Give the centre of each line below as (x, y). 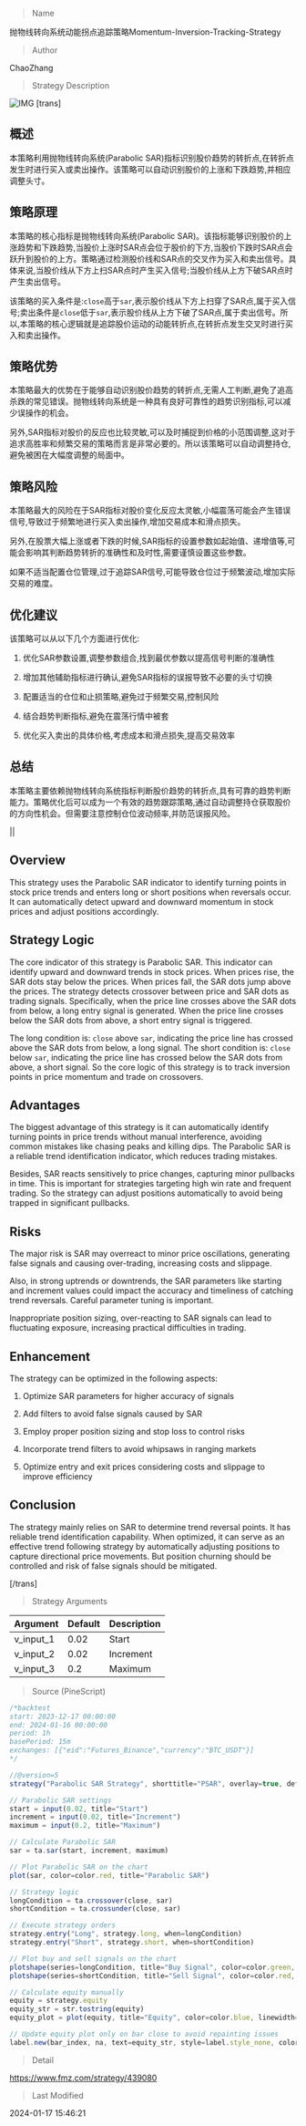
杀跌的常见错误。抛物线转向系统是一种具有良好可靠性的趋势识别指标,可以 (147, 401)
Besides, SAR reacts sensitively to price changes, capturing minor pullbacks (152, 1174)
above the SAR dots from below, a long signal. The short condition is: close (150, 1047)
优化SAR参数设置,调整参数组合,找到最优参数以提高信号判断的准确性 (148, 658)
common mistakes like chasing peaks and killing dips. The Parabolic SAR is (150, 1146)
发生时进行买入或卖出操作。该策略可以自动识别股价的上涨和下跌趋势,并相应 (150, 169)
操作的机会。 (49, 413)
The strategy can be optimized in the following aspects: (114, 1378)
